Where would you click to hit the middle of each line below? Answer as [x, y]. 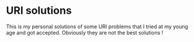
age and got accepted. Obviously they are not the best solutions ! [85, 32]
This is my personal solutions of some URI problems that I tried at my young [97, 26]
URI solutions [39, 11]
